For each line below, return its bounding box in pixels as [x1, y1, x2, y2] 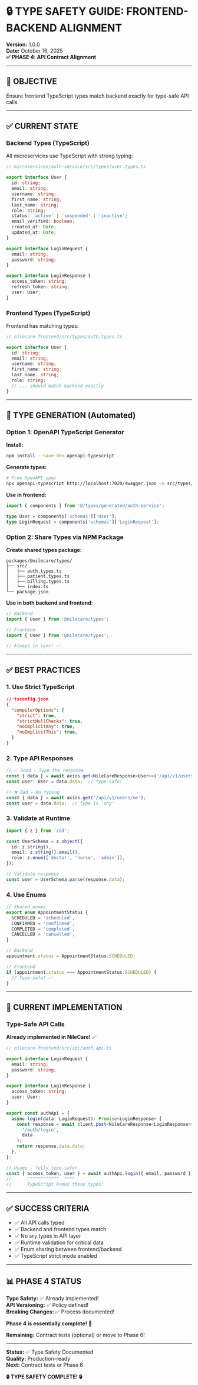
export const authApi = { [6, 1110, 70, 1116]
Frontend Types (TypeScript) [6, 309, 91, 317]
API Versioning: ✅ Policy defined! [6, 1301, 89, 1308]
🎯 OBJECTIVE [6, 76, 57, 86]
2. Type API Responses [6, 754, 74, 762]
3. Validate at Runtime [6, 814, 71, 822]
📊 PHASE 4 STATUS [6, 1276, 82, 1286]
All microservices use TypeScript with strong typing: [6, 152, 134, 160]
